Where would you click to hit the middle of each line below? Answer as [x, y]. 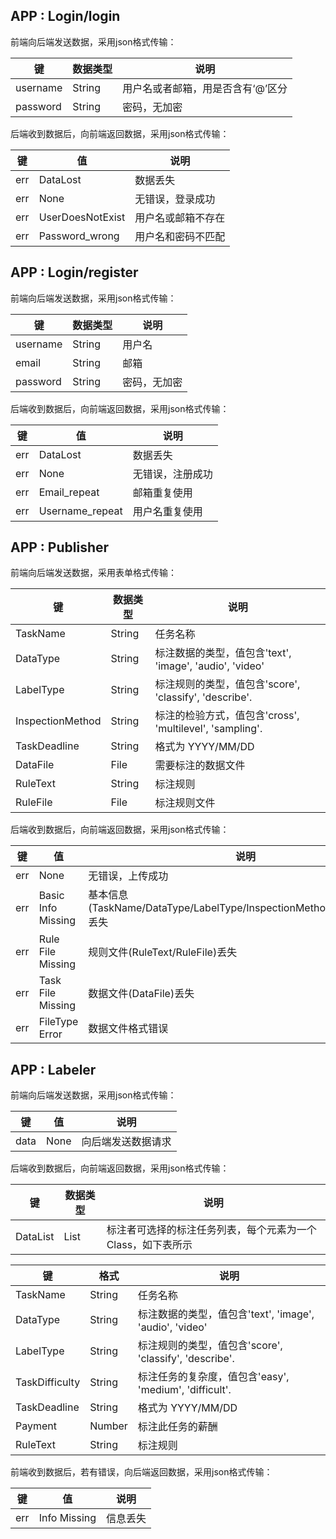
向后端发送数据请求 [126, 1142]
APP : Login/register [74, 272]
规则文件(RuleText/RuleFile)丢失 [163, 952]
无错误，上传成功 [128, 876]
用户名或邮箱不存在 [180, 217]
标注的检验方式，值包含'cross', [227, 716]
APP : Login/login [65, 16]
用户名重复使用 [167, 511]
